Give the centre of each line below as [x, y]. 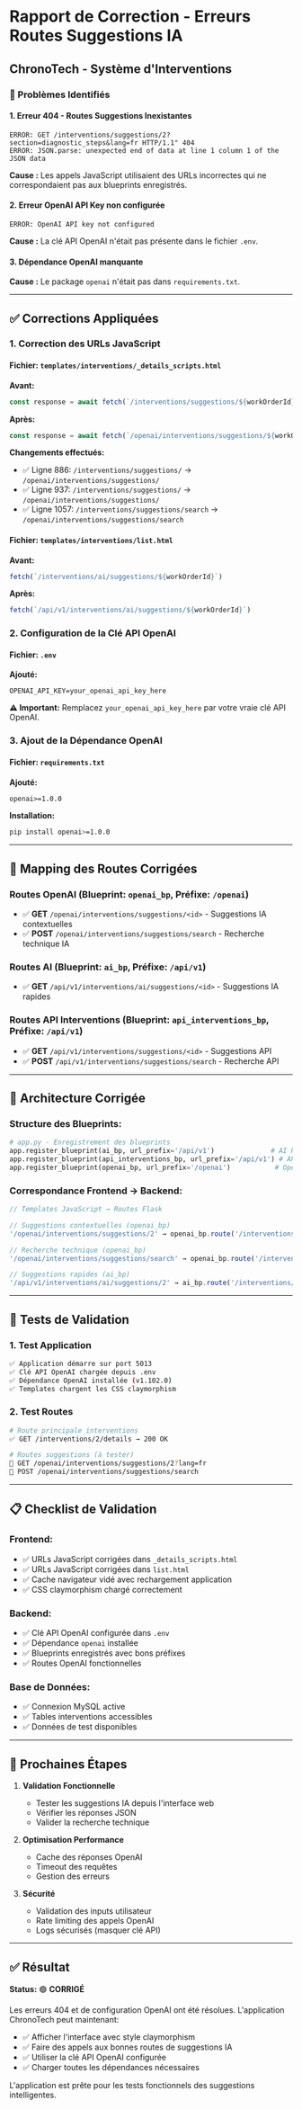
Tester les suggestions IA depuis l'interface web [125, 1803]
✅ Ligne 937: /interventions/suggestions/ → [107, 490]
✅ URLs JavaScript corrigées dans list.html [106, 1569]
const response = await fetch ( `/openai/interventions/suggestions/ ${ [142, 435]
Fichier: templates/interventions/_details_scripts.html [115, 365]
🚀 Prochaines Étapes [68, 1764]
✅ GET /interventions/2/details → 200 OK [89, 1439]
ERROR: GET [30, 135]
